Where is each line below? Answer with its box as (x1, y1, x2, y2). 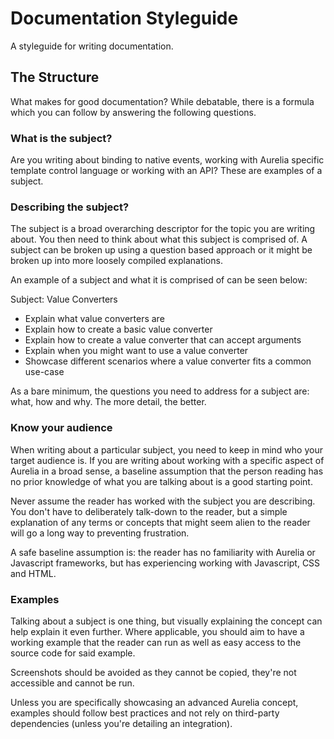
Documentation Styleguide (10, 7, 239, 30)
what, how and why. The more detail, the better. (10, 396, 207, 408)
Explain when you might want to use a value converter (24, 345, 249, 357)
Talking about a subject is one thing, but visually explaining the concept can (10, 615, 323, 627)
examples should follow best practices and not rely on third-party (10, 707, 280, 719)
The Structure (10, 69, 100, 86)
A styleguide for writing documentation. (10, 40, 174, 52)
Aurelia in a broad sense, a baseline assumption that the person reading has (10, 465, 324, 477)
